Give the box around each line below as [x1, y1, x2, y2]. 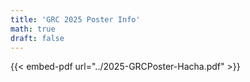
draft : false [10, 33, 65, 43]
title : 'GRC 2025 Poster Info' [10, 14, 141, 25]
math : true [10, 24, 56, 34]
